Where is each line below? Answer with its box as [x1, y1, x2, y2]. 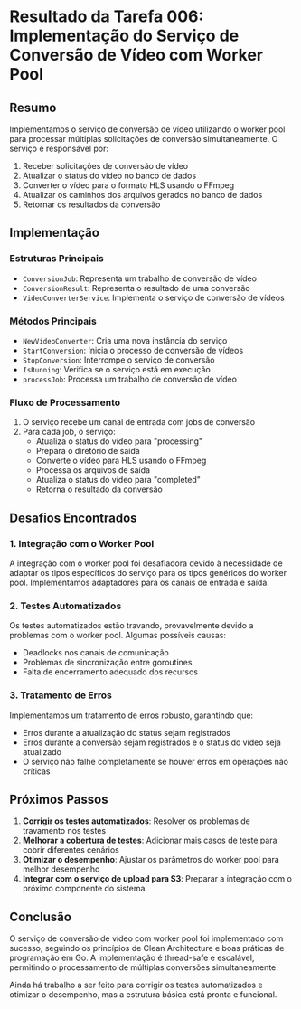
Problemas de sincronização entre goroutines [22, 657, 193, 668]
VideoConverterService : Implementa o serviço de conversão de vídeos [22, 292, 285, 303]
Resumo [9, 99, 57, 115]
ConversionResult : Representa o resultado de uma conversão [22, 282, 250, 293]
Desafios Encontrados [9, 510, 137, 525]
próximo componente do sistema [22, 883, 146, 894]
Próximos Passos [9, 791, 108, 806]
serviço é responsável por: [9, 143, 108, 154]
